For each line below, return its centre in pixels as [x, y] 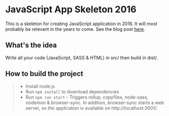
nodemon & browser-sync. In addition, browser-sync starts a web [95, 102]
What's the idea [31, 45]
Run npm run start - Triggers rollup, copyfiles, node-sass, [87, 97]
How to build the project [44, 74]
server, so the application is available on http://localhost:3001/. [91, 108]
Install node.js [40, 86]
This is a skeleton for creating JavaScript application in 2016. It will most [81, 24]
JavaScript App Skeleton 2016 [71, 9]
